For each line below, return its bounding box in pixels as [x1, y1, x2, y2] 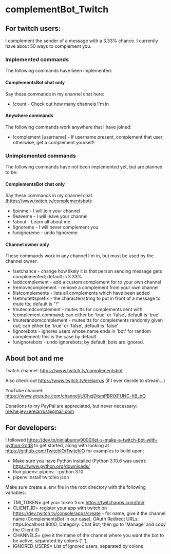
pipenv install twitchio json [12, 474, 69, 481]
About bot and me [5, 354, 64, 362]
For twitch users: [5, 24, 61, 33]
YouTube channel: [5, 388, 44, 394]
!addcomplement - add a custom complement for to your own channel [12, 279, 162, 285]
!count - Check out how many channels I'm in [12, 101, 109, 107]
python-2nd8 [5, 443, 33, 449]
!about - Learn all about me [12, 219, 71, 225]
